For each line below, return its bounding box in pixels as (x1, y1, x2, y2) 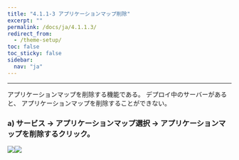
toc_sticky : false (7, 50, 62, 57)
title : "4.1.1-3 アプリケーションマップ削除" (7, 10, 131, 18)
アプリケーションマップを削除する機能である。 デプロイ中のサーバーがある (7, 90, 228, 98)
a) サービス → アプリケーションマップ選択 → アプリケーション (7, 118, 219, 128)
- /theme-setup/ (14, 37, 62, 44)
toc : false (7, 43, 40, 50)
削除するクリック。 (29, 129, 95, 139)
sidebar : (7, 57, 33, 64)
